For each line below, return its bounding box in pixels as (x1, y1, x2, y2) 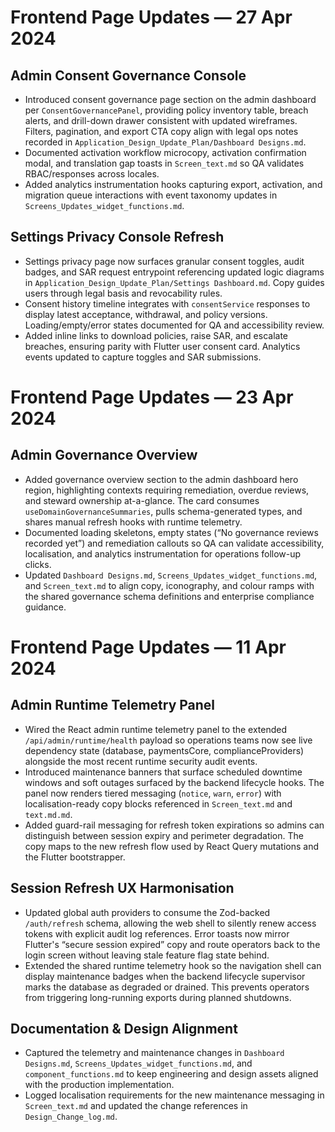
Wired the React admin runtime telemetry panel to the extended (24, 723, 288, 735)
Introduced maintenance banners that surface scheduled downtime (24, 766, 303, 778)
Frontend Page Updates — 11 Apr (10, 636, 287, 658)
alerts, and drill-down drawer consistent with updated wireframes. (24, 115, 298, 126)
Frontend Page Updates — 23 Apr (10, 386, 294, 408)
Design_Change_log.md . (24, 1111, 118, 1123)
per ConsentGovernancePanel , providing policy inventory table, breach (24, 104, 309, 116)
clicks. (24, 558, 52, 570)
